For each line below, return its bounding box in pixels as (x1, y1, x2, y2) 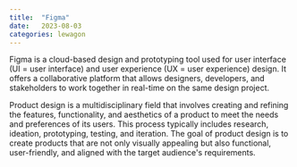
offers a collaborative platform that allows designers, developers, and (9, 73, 266, 84)
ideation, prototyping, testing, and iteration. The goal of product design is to (9, 129, 289, 139)
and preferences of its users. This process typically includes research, (9, 119, 269, 129)
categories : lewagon (9, 29, 87, 38)
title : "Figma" (9, 13, 70, 22)
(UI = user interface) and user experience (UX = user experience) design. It (9, 63, 286, 74)
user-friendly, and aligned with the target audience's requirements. (9, 147, 257, 158)
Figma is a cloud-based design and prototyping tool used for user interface (9, 54, 286, 65)
